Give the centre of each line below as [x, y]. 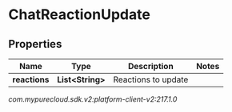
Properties [35, 44]
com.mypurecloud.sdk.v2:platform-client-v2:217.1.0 [93, 99]
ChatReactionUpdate [79, 15]
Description [150, 66]
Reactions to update [151, 79]
